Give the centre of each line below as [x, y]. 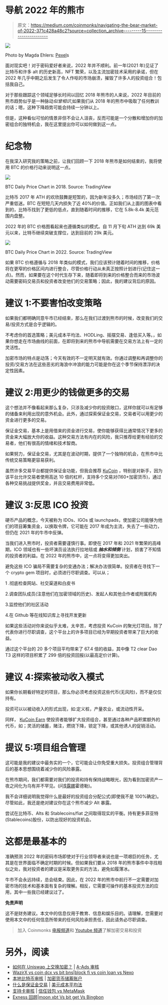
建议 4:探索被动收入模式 [54, 677]
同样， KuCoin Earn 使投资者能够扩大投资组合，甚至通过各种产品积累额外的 [83, 719]
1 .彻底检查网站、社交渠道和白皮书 [40, 583]
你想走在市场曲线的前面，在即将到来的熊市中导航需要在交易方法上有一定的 [86, 341]
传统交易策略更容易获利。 [31, 460]
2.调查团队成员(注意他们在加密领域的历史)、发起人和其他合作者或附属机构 [81, 594]
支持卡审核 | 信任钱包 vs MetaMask [48, 991]
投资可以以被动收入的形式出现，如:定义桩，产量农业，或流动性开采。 [76, 709]
